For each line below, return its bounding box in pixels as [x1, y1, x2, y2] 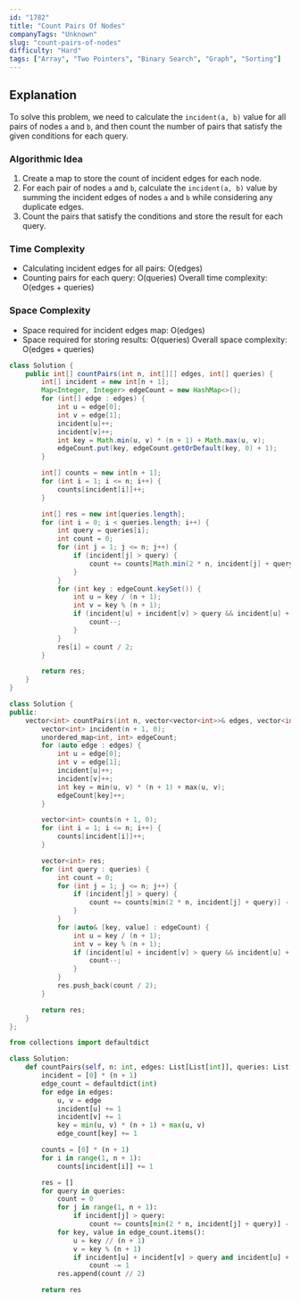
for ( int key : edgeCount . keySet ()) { [56, 584, 202, 593]
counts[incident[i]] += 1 [56, 1162, 154, 1171]
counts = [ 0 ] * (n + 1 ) [41, 1146, 129, 1155]
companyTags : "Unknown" [9, 29, 98, 38]
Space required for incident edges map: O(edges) [21, 324, 205, 335]
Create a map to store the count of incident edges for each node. [21, 173, 262, 184]
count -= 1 [88, 1261, 129, 1270]
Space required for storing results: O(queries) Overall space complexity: [21, 334, 287, 345]
